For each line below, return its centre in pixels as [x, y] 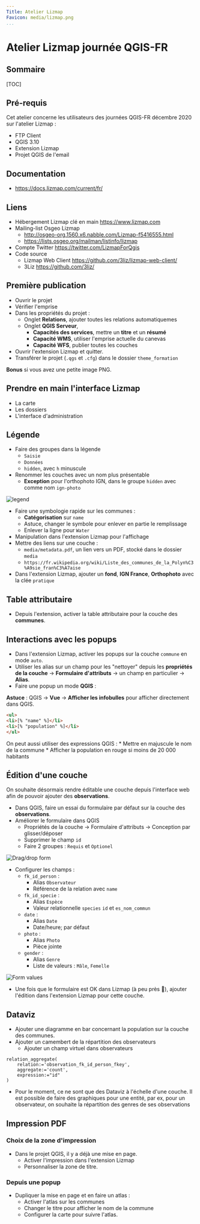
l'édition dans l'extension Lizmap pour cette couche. [80, 995]
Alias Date [45, 921]
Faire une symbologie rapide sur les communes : [75, 511]
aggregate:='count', [43, 1070]
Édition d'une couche [47, 775]
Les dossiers [31, 409]
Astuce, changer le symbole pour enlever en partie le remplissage [105, 524]
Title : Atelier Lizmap [35, 12]
